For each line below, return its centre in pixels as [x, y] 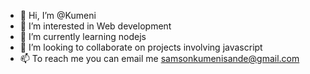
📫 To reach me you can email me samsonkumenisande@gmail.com [159, 58]
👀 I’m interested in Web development [95, 26]
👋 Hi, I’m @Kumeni [58, 15]
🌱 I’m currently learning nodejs [83, 36]
